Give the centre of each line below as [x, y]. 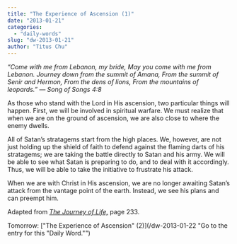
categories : [25, 27]
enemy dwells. [28, 126]
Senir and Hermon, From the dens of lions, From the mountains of [103, 82]
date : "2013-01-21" [36, 21]
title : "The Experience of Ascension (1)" [71, 14]
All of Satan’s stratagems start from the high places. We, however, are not [114, 139]
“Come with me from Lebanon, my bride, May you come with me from [109, 67]
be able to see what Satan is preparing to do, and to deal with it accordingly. [118, 162]
